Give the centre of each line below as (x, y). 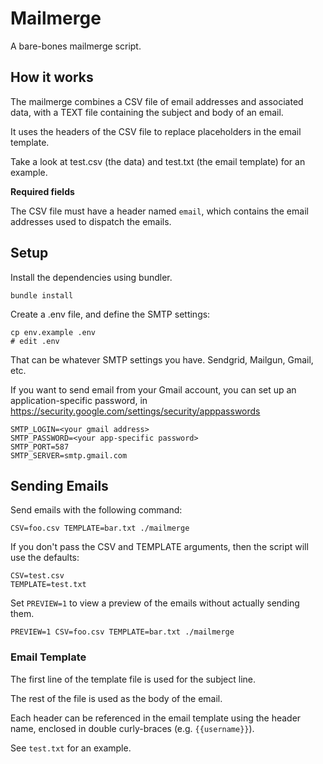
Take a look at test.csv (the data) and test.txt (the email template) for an (158, 161)
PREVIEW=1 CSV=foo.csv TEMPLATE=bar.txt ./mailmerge (122, 632)
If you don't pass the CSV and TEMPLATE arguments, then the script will (159, 547)
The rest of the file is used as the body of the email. (116, 698)
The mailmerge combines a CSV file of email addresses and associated (157, 101)
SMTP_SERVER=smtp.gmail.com (69, 455)
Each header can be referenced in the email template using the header (156, 718)
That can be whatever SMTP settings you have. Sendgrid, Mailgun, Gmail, (162, 359)
